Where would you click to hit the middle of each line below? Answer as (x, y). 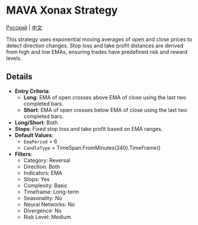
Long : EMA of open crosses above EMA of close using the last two (105, 97)
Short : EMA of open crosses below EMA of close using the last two (105, 110)
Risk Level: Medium (47, 217)
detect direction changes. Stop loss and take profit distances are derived (95, 46)
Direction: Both (42, 166)
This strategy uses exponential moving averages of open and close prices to (99, 39)
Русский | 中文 (24, 27)
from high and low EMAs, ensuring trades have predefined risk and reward (97, 52)
